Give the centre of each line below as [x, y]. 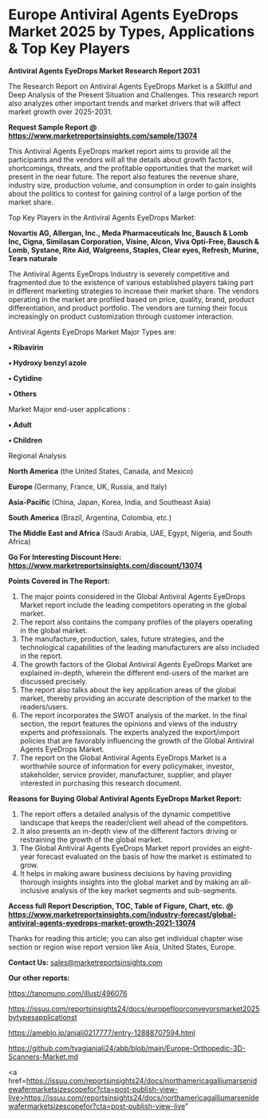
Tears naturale [33, 258]
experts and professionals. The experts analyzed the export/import [130, 732]
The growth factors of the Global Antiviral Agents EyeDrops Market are [136, 664]
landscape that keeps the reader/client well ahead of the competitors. [134, 822]
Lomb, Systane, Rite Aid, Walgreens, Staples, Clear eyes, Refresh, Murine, [134, 250]
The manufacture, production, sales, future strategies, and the [122, 639]
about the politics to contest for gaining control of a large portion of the [125, 193]
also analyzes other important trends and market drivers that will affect [125, 103]
